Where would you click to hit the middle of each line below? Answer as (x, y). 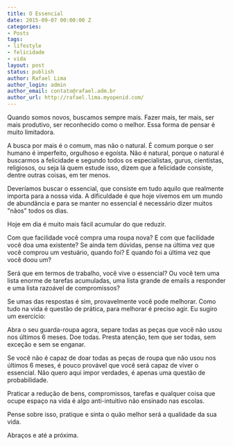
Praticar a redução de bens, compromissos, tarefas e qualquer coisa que (111, 394)
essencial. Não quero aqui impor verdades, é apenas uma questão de (106, 373)
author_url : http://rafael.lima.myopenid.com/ (76, 98)
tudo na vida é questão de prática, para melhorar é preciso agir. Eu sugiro (112, 309)
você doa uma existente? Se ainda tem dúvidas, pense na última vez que (111, 245)
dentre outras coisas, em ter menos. (59, 175)
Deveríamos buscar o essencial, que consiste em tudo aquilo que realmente (115, 189)
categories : (24, 26)
